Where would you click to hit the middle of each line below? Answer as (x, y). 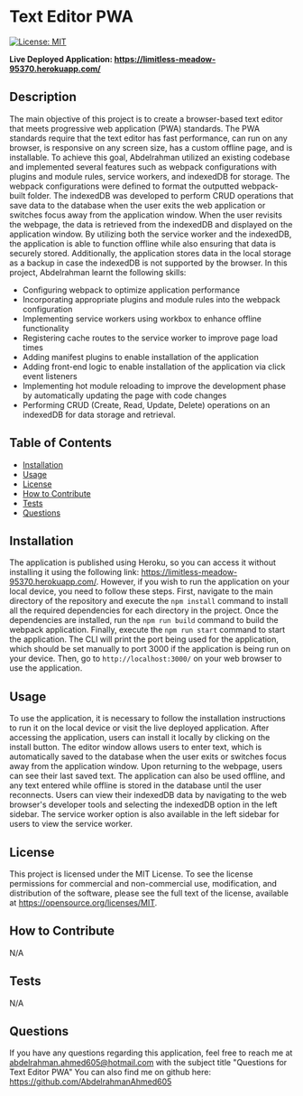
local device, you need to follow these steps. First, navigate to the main (141, 591)
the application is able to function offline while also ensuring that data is (143, 243)
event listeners (50, 376)
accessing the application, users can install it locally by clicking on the (140, 738)
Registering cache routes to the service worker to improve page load (150, 338)
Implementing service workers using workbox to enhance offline (142, 319)
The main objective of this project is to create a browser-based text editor (147, 118)
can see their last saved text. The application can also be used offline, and (147, 776)
